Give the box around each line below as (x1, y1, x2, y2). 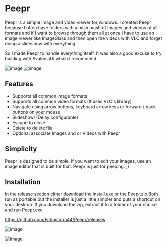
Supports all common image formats (12, 93, 87, 99)
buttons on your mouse (12, 109, 61, 115)
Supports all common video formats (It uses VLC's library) (12, 98, 132, 104)
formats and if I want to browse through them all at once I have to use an (5, 30, 155, 36)
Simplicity (5, 145, 37, 153)
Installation (5, 178, 41, 186)
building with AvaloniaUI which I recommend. (5, 55, 98, 61)
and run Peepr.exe (5, 207, 43, 213)
